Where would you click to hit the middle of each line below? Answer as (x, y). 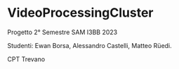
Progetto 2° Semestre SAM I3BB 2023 (62, 32)
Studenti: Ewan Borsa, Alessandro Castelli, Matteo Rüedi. (89, 45)
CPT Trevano (26, 59)
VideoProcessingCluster (80, 13)
